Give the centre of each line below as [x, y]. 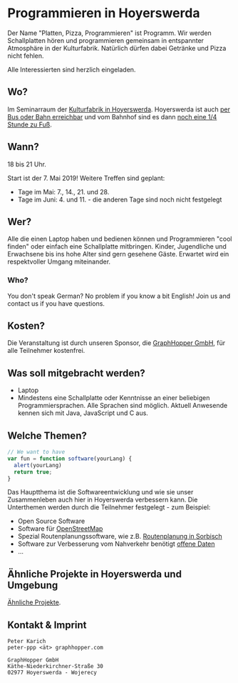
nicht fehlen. [26, 56]
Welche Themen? [47, 435]
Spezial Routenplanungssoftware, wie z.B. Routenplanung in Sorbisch [120, 537]
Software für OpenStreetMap [60, 529]
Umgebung [33, 585]
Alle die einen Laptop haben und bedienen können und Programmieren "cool [120, 239]
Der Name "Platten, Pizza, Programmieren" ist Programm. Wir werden [109, 33]
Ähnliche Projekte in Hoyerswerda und [94, 574]
